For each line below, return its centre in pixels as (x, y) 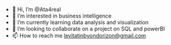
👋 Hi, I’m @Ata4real (37, 9)
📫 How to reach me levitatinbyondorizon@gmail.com (79, 36)
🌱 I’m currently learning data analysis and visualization (80, 22)
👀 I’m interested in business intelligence (62, 16)
